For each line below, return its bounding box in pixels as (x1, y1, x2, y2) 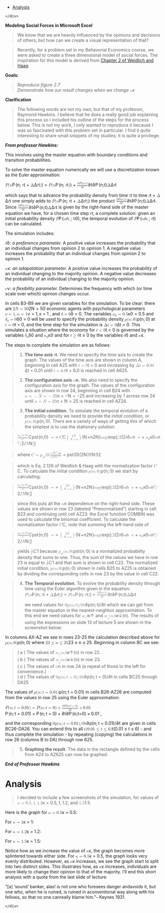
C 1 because (33, 548, 58, 554)
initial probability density (5, 215, 55, 221)
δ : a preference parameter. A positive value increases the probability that (7, 240, 156, 246)
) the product (88, 198, 115, 203)
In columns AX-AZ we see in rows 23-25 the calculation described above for (5, 634, 160, 640)
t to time (130, 192, 148, 198)
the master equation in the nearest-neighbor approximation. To (24, 608, 152, 613)
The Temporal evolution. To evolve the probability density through (24, 580, 161, 586)
